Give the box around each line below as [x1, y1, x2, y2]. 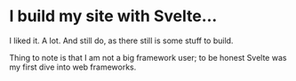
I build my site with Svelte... [9, 6, 218, 26]
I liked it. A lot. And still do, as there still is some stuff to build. [9, 35, 234, 46]
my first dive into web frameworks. [9, 62, 137, 72]
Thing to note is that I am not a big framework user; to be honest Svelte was [9, 52, 287, 63]
